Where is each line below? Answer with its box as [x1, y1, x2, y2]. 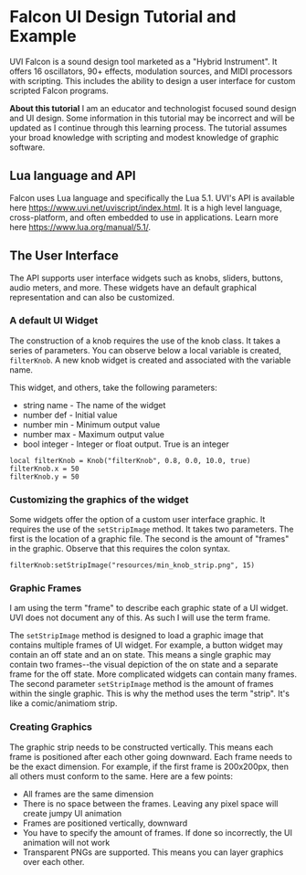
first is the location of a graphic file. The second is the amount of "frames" [9, 533, 290, 544]
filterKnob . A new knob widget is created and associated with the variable [9, 354, 291, 365]
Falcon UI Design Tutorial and [9, 6, 237, 27]
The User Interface [9, 248, 119, 264]
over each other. [22, 856, 85, 867]
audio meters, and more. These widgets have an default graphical [9, 281, 258, 293]
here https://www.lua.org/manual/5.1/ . [9, 221, 152, 232]
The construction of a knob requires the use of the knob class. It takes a [9, 335, 281, 346]
